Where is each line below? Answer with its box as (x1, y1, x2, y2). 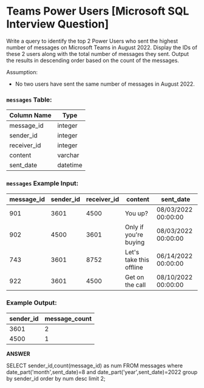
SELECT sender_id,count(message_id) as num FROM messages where (6, 362, 183, 369)
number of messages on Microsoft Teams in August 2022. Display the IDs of (6, 44, 197, 51)
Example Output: (6, 299, 57, 307)
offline (124, 263, 144, 271)
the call (124, 280, 146, 289)
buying (124, 238, 145, 246)
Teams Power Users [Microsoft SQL (6, 4, 189, 18)
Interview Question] (6, 17, 109, 31)
